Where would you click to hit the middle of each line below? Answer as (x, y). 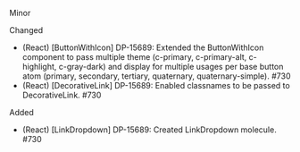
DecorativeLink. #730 (62, 95)
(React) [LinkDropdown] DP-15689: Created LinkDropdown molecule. (149, 130)
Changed (26, 30)
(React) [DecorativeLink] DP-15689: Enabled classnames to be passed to (156, 85)
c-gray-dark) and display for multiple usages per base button (171, 67)
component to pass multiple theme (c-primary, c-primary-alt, (134, 57)
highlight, (39, 67)
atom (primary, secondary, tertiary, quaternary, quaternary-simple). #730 (156, 76)
